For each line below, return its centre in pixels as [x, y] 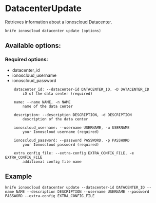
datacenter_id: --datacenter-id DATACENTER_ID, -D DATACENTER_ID [82, 89]
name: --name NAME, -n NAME [42, 102]
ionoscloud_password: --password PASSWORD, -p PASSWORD [72, 140]
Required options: [27, 60]
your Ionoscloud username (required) [61, 132]
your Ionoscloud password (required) [61, 144]
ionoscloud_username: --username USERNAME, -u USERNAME [72, 127]
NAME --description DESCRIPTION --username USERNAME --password [83, 192]
